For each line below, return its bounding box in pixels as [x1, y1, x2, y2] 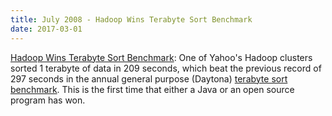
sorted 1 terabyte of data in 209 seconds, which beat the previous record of [10, 62, 322, 74]
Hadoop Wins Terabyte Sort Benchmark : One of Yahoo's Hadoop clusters [10, 51, 313, 63]
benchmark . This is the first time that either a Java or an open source [10, 83, 295, 95]
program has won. [10, 94, 86, 106]
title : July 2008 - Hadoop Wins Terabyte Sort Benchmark [10, 14, 253, 25]
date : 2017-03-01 [10, 24, 83, 34]
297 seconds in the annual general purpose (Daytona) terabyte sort [10, 72, 288, 85]
